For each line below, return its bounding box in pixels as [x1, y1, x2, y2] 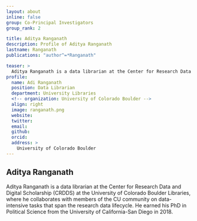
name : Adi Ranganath [11, 79, 62, 86]
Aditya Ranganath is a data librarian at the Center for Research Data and [6, 183, 182, 190]
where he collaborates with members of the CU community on [6, 196, 157, 203]
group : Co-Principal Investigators [6, 19, 94, 25]
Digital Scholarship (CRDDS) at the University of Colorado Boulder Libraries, [6, 189, 191, 196]
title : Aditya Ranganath [6, 36, 67, 42]
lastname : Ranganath [6, 47, 57, 53]
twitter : [11, 118, 33, 124]
